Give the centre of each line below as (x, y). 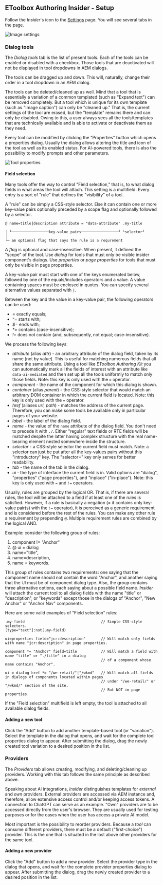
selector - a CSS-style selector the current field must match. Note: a (81, 447)
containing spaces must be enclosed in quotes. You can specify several (77, 285)
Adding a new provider (28, 851)
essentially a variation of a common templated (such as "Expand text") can (80, 97)
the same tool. (19, 840)
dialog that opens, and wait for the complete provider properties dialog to (79, 867)
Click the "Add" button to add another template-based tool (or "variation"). (80, 730)
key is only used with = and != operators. (53, 483)
